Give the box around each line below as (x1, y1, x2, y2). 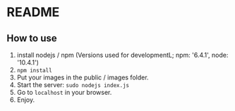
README (6, 4, 60, 20)
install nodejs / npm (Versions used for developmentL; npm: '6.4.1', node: (16, 51, 229, 59)
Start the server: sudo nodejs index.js (16, 81, 130, 89)
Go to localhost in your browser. (16, 89, 112, 96)
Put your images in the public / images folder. (16, 73, 149, 81)
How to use (6, 32, 57, 44)
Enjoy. (16, 96, 35, 104)
